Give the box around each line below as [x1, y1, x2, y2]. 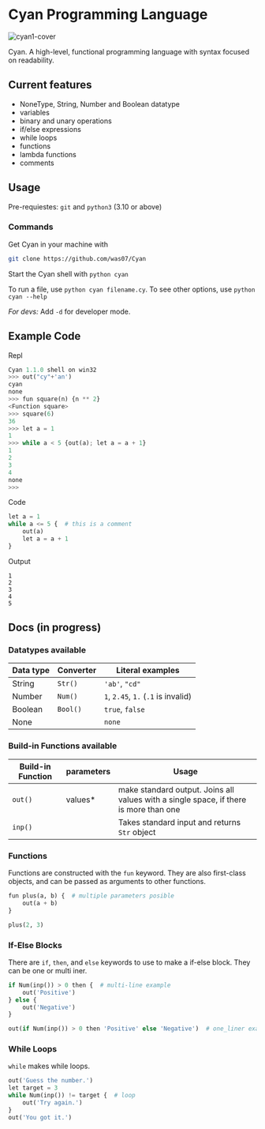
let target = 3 [8, 1084, 58, 1092]
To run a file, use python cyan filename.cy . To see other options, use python [8, 284, 256, 294]
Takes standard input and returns [118, 816, 241, 827]
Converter [57, 665, 97, 676]
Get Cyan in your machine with [8, 239, 109, 249]
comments [19, 158, 54, 167]
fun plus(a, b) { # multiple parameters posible [8, 892, 175, 900]
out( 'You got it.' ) [8, 1113, 73, 1121]
